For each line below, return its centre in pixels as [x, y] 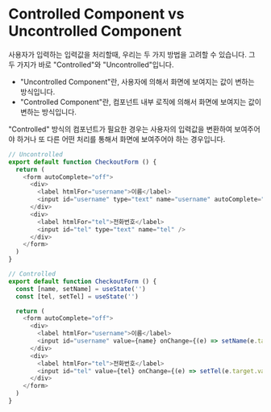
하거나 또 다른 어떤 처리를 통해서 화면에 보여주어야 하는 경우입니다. [121, 139]
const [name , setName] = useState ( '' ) [81, 289]
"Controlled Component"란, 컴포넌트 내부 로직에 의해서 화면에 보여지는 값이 [141, 102]
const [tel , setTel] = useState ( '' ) [77, 296]
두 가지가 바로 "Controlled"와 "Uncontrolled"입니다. [91, 65]
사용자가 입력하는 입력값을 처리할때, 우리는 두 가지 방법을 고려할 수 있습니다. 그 [132, 54]
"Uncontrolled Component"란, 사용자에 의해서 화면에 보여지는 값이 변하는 [138, 81]
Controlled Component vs [96, 14]
